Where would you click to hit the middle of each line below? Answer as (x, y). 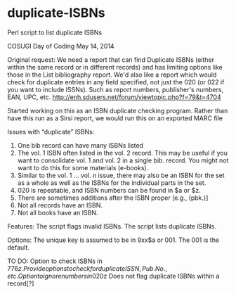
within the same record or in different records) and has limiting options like (115, 67)
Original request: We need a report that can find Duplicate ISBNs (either (111, 59)
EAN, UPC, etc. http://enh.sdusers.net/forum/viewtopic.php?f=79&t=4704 (114, 97)
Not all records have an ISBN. (60, 205)
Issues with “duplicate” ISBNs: (51, 132)
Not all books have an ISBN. (58, 212)
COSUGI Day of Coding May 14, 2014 (61, 46)
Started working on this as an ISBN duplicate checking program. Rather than (118, 110)
